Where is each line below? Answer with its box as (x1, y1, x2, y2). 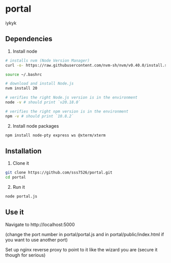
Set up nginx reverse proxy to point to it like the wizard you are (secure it (5, 246, 158, 252)
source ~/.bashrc (5, 72, 42, 77)
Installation (5, 147, 42, 155)
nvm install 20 (5, 86, 38, 91)
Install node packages (12, 123, 60, 129)
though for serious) (5, 252, 46, 258)
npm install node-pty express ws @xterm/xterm (5, 133, 106, 138)
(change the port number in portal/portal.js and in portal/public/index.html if (5, 231, 164, 237)
